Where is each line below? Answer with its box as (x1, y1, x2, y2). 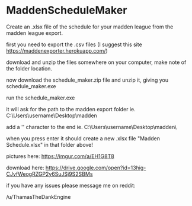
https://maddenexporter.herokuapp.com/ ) (6, 47, 108, 54)
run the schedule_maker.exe (6, 94, 75, 101)
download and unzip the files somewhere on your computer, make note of (6, 59, 187, 66)
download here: (6, 164, 44, 171)
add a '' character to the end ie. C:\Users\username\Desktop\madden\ (6, 123, 177, 130)
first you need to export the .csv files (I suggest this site (6, 41, 142, 48)
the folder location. (6, 65, 52, 72)
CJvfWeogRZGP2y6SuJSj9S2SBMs (6, 170, 93, 178)
